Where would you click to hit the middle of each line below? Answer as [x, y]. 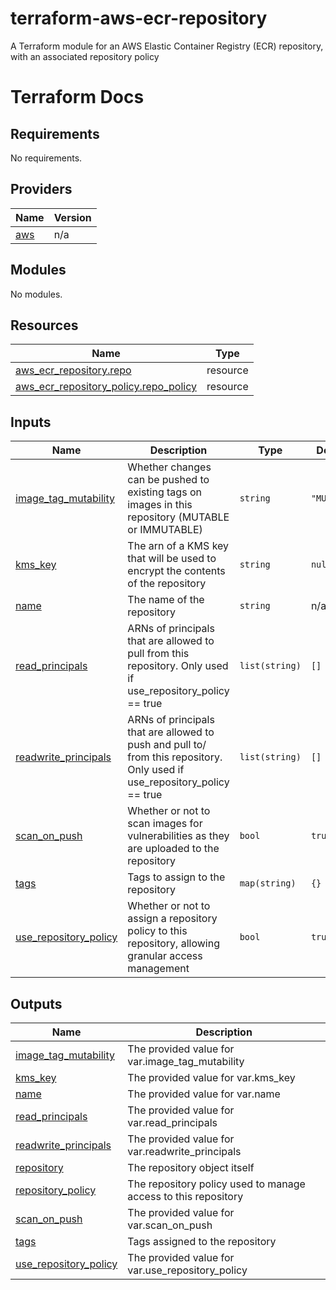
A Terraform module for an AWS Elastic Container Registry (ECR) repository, [167, 46]
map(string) [268, 883]
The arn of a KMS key [178, 546]
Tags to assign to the [176, 877]
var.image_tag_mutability [186, 1061]
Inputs [31, 422]
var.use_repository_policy [187, 1270]
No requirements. [46, 158]
